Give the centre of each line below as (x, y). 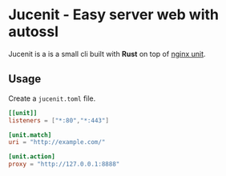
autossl (33, 32)
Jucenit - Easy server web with (113, 15)
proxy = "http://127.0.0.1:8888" (64, 164)
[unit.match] (30, 135)
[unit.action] (32, 157)
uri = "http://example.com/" (57, 142)
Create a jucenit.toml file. (52, 98)
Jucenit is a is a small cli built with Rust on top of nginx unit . (107, 54)
